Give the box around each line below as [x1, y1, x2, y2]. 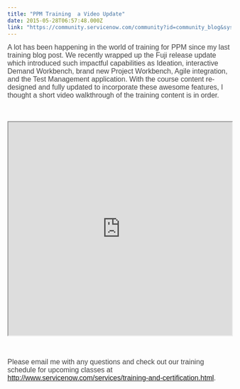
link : [7, 23, 23, 31]
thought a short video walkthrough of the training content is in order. [7, 91, 219, 100]
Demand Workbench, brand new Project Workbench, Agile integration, [7, 67, 228, 75]
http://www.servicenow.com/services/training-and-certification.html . [7, 374, 217, 383]
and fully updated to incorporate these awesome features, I [38, 83, 224, 92]
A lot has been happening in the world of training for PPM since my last [7, 43, 230, 52]
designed [7, 83, 37, 92]
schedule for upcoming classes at [7, 366, 113, 374]
